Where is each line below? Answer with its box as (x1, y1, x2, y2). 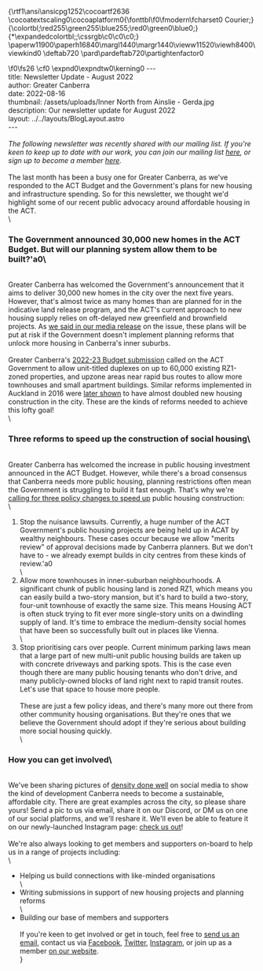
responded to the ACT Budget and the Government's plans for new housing (8, 181, 253, 190)
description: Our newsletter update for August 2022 (8, 106, 176, 115)
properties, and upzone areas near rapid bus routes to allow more (30, 372, 243, 381)
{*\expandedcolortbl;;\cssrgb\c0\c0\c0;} (8, 32, 140, 41)
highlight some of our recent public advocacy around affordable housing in (8, 198, 250, 207)
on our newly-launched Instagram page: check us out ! (8, 822, 184, 832)
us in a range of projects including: (8, 847, 121, 857)
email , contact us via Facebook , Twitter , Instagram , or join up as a (19, 937, 232, 947)
